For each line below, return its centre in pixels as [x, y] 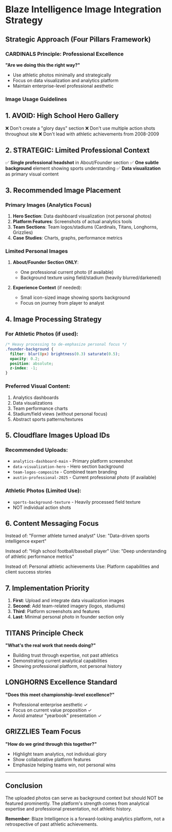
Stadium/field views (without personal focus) [60, 413]
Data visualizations [33, 403]
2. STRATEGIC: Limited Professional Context [78, 150]
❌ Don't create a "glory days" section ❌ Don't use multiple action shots [80, 128]
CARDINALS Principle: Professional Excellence [64, 54]
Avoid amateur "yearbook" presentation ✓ [57, 715]
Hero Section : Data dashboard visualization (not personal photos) [82, 216]
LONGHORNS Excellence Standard [61, 682]
